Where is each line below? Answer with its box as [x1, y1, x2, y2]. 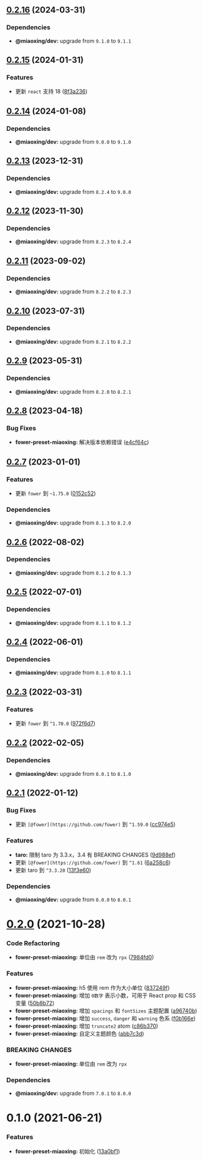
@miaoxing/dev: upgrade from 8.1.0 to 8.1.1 [15, 669, 131, 676]
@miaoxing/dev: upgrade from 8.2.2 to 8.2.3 [15, 288, 131, 295]
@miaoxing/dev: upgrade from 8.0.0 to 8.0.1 [15, 896, 131, 903]
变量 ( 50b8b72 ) [15, 999, 55, 1006]
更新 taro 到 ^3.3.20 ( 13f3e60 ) [15, 866, 92, 874]
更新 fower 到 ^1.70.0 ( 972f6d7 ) [15, 720, 96, 727]
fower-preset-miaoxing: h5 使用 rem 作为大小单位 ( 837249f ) [15, 984, 170, 991]
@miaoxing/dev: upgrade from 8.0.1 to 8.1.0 [15, 770, 131, 777]
